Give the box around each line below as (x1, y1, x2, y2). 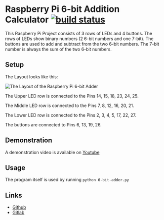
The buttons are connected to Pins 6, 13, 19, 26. (5, 121, 102, 127)
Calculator (5, 14, 49, 25)
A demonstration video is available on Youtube (5, 149, 100, 155)
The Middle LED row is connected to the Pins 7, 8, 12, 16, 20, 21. (5, 103, 134, 109)
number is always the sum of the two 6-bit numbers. (5, 46, 112, 52)
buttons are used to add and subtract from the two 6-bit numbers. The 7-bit (5, 41, 160, 47)
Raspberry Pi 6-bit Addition (5, 3, 120, 15)
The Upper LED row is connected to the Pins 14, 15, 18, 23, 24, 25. (5, 93, 139, 99)
